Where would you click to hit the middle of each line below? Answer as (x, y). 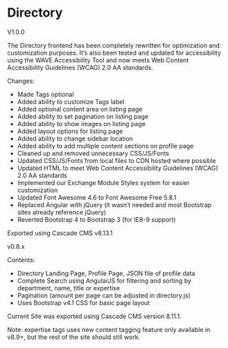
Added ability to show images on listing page (81, 123)
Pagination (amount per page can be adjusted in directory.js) (104, 295)
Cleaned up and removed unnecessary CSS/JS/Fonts (93, 153)
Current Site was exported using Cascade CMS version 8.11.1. (94, 316)
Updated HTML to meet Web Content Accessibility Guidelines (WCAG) (117, 168)
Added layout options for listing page (70, 131)
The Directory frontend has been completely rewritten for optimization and (114, 45)
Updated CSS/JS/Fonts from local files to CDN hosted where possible (116, 160)
